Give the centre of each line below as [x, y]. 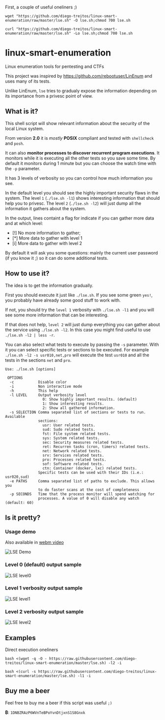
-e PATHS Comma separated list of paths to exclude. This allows [82, 481]
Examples [20, 638]
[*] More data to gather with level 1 [47, 238]
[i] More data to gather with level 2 [47, 243]
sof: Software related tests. [73, 464]
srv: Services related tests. [73, 455]
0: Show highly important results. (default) [90, 399]
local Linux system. [25, 128]
